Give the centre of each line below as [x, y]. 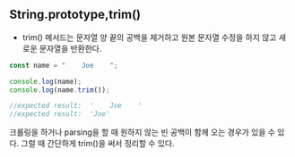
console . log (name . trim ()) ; [60, 90]
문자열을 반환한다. [70, 48]
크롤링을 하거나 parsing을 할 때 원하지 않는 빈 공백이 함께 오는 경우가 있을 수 [143, 132]
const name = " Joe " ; [64, 65]
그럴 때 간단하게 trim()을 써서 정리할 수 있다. [98, 144]
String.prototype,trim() [75, 15]
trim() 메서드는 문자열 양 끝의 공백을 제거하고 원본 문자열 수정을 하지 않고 [149, 37]
